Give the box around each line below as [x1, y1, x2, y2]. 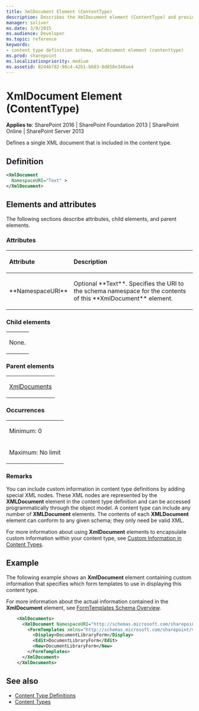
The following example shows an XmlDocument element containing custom [6, 574, 191, 581]
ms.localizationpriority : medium [6, 58, 89, 64]
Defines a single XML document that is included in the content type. [6, 139, 172, 146]
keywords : [6, 42, 31, 48]
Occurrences [6, 406, 45, 415]
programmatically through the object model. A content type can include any [6, 504, 191, 511]
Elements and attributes [6, 200, 97, 210]
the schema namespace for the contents [73, 287, 187, 295]
